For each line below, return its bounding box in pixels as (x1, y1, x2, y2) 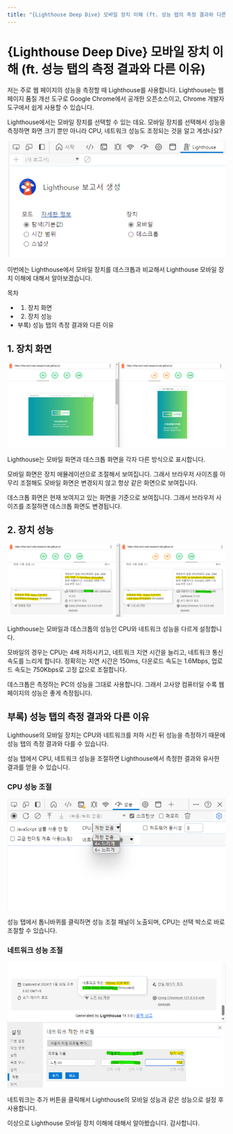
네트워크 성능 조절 (7, 945, 64, 955)
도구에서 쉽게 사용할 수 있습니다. (7, 103, 95, 111)
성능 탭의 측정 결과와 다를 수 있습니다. (7, 739, 109, 748)
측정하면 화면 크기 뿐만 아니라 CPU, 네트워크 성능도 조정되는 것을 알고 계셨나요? (7, 126, 223, 135)
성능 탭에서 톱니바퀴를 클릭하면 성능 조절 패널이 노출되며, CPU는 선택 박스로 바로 (7, 918, 225, 926)
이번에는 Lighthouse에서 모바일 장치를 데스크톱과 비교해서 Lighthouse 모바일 (7, 265, 217, 273)
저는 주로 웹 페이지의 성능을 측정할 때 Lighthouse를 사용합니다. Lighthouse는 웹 (7, 85, 224, 94)
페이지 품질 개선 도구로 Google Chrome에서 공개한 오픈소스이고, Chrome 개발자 (7, 94, 225, 103)
